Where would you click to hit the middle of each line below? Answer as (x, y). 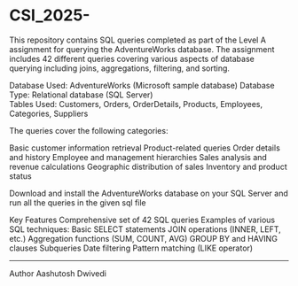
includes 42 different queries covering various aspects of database (132, 58)
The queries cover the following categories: (89, 130)
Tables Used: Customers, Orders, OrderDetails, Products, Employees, (136, 104)
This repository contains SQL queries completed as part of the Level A (137, 40)
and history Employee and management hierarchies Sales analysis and (138, 157)
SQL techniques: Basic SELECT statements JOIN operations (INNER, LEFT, (145, 229)
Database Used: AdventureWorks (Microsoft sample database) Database (142, 85)
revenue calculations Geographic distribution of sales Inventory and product (148, 166)
